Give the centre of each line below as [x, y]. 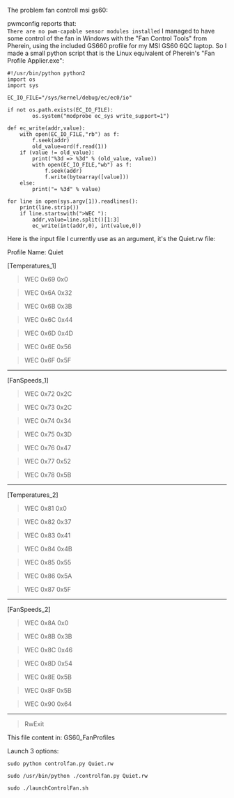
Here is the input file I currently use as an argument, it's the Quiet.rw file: [111, 239]
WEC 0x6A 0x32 [48, 293]
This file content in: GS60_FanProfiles [61, 737]
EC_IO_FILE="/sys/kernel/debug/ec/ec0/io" [70, 98]
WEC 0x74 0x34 [48, 421]
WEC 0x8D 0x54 [48, 663]
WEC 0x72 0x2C [48, 394]
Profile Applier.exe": [36, 61]
